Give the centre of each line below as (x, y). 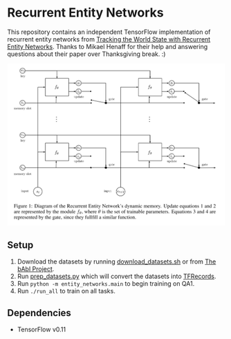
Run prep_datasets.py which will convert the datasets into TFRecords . (117, 276)
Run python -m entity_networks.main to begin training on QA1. (106, 284)
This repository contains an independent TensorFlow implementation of (109, 32)
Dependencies (39, 313)
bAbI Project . (36, 269)
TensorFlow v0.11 (41, 329)
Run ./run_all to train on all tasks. (66, 291)
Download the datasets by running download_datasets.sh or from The (117, 262)
